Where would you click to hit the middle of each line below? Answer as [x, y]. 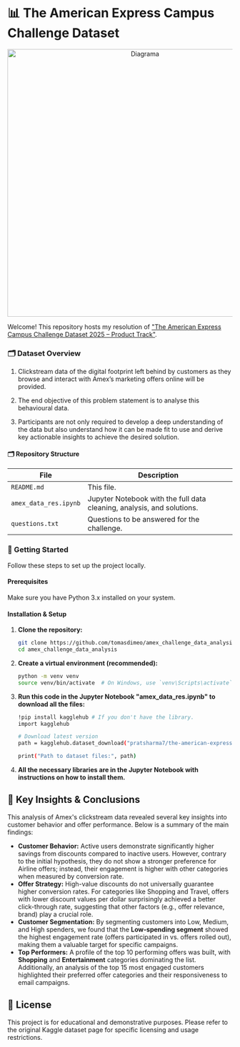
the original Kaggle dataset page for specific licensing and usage [103, 1030]
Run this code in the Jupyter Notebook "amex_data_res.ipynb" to [116, 697]
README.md [27, 487]
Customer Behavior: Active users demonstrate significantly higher [116, 846]
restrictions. [25, 1037]
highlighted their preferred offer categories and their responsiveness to [122, 975]
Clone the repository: [50, 630]
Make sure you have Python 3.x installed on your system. [91, 597]
